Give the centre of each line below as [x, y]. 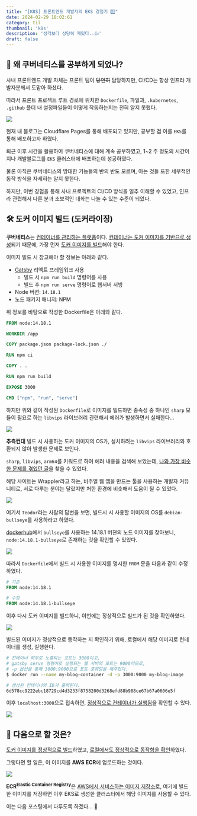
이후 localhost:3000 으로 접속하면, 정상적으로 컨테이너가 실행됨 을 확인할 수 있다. [99, 703]
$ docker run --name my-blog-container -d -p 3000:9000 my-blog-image [95, 674]
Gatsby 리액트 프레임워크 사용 [49, 270]
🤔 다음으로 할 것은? [39, 735]
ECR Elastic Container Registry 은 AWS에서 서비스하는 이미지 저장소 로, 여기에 [92, 786]
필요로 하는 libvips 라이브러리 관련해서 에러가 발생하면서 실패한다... [96, 417]
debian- [174, 513]
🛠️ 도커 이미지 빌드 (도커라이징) [60, 219]
